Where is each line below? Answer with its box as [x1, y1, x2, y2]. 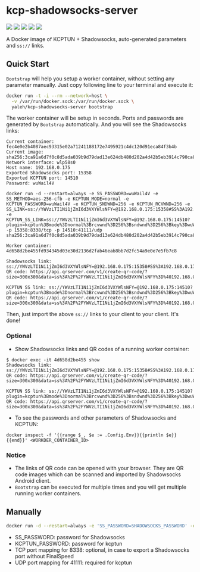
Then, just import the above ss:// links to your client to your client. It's [6, 311, 179, 318]
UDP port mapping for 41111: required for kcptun [14, 559, 133, 566]
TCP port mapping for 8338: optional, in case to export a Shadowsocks [14, 546, 190, 554]
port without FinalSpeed [14, 552, 74, 560]
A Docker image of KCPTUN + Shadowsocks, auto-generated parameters [6, 35, 187, 42]
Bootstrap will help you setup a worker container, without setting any [6, 75, 174, 82]
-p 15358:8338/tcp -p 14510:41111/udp [6, 227, 102, 233]
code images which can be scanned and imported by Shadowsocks [14, 471, 182, 478]
